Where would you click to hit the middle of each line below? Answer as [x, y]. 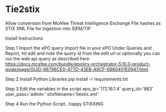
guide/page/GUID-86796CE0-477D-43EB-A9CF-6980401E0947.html [77, 69]
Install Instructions [24, 38]
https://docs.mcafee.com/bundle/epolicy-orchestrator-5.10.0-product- [78, 64]
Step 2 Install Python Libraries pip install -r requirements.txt [67, 79]
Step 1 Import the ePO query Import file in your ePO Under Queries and [78, 48]
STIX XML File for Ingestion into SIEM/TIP [48, 28]
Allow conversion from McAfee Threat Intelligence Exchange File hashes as [83, 23]
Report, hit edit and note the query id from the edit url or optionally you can [83, 53]
